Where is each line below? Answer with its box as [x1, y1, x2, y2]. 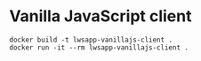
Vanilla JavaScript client [9, 6, 192, 27]
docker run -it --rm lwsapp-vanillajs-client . [9, 42, 189, 52]
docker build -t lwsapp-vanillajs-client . [9, 35, 173, 44]
